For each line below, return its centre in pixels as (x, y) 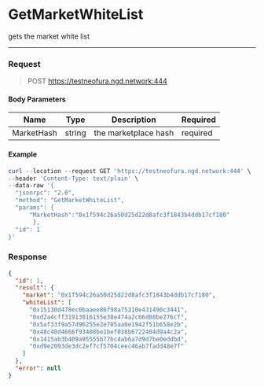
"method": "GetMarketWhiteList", (70, 201)
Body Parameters (37, 99)
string (75, 133)
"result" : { (35, 288)
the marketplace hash (134, 133)
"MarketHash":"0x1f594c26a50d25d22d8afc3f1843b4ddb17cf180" (129, 215)
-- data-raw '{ (31, 186)
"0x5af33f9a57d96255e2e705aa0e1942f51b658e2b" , (108, 324)
